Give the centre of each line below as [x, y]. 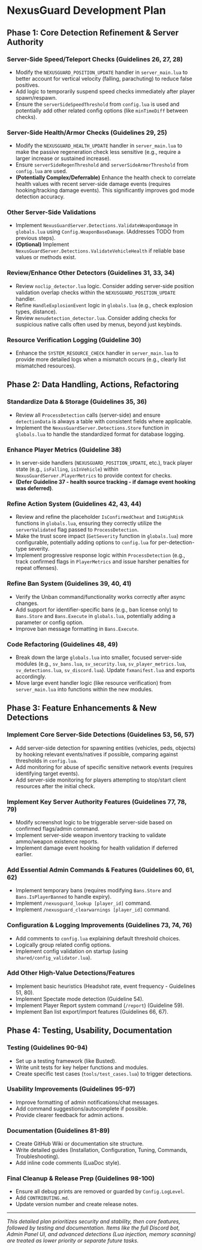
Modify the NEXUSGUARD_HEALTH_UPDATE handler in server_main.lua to [99, 146]
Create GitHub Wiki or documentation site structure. [80, 1144]
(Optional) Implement [42, 245]
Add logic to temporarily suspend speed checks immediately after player [105, 91]
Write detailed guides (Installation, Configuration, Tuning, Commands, [101, 1150]
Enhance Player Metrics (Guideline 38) [64, 450]
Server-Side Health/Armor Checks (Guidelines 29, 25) [87, 132]
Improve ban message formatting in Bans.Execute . [77, 628]
